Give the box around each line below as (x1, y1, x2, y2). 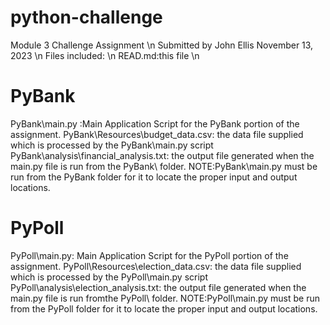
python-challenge (10, 6, 163, 29)
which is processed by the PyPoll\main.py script (10, 271, 208, 283)
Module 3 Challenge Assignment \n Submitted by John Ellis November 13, (10, 39, 314, 51)
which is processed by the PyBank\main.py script (10, 139, 214, 151)
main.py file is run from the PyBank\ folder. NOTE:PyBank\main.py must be (10, 160, 318, 172)
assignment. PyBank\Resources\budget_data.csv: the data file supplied (10, 128, 304, 140)
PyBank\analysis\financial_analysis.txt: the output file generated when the (10, 149, 315, 161)
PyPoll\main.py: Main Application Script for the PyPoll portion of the (10, 249, 289, 261)
